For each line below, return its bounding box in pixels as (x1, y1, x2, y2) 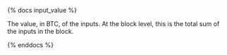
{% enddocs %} (7, 41, 54, 49)
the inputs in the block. (7, 28, 74, 35)
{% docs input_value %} (7, 6, 78, 14)
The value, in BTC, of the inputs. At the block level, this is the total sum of (7, 20, 220, 28)
